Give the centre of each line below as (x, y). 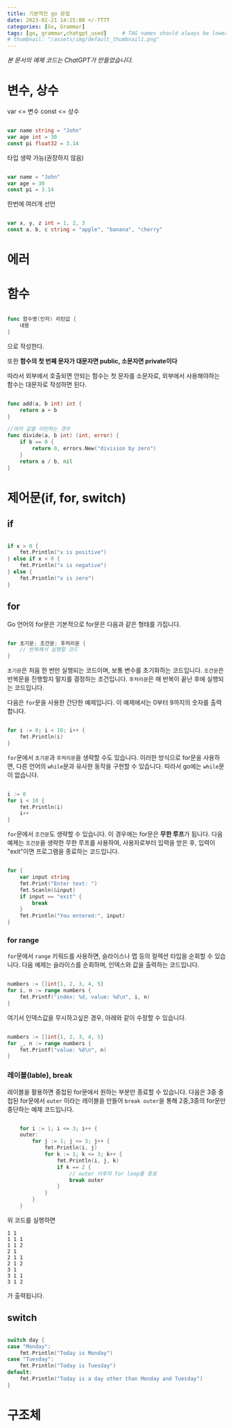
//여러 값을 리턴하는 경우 (39, 429)
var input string (45, 877)
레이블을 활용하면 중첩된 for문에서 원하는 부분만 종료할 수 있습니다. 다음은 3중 (112, 1092)
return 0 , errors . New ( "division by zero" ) (94, 449)
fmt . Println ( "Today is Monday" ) (66, 1353)
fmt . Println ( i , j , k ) (88, 1160)
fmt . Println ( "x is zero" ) (57, 578)
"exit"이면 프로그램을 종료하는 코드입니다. (63, 851)
